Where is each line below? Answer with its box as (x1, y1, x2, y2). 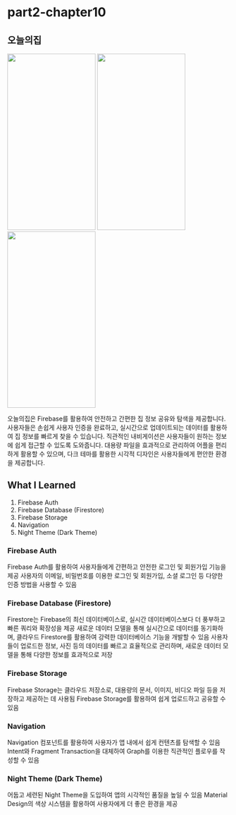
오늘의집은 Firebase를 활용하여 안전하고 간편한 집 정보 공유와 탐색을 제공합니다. (7, 414, 226, 423)
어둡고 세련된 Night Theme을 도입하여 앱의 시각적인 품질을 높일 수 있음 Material (7, 791, 228, 799)
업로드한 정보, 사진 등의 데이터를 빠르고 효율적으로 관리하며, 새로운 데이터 (20, 641, 222, 650)
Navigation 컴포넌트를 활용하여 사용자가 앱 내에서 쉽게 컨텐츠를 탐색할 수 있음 (7, 738, 221, 747)
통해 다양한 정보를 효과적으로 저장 (20, 651, 113, 659)
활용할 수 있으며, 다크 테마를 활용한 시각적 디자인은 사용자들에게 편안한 (20, 449, 214, 458)
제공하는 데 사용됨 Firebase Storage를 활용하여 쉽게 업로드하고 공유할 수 (25, 694, 226, 703)
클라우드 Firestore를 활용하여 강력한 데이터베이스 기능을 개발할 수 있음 (16, 633, 210, 641)
